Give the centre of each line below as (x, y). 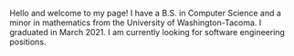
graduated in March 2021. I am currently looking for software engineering (147, 32)
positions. (28, 42)
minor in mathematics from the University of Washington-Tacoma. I (136, 23)
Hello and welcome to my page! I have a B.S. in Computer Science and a (145, 13)
